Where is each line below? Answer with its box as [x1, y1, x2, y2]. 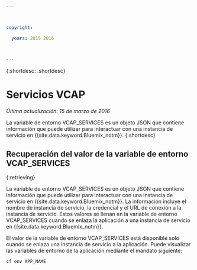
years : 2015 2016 [11, 35, 54, 41]
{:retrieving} [6, 174, 35, 181]
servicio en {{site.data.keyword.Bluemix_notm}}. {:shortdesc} [6, 131, 156, 139]
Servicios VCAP [6, 88, 86, 101]
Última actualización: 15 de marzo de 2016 [6, 108, 111, 115]
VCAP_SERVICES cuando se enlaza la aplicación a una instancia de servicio [6, 217, 190, 224]
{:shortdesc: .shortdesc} [6, 67, 66, 75]
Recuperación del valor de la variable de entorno [6, 149, 189, 159]
